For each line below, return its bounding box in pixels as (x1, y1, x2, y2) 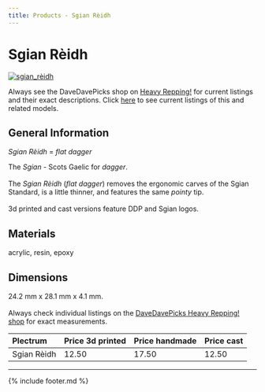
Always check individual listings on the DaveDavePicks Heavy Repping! (8, 309, 241, 317)
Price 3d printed (64, 335, 126, 346)
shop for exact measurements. (8, 316, 108, 326)
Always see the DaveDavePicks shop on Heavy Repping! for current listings (8, 87, 254, 96)
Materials (8, 227, 56, 240)
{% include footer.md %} (8, 376, 89, 386)
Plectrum (12, 335, 47, 346)
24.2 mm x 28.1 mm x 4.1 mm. (8, 292, 104, 301)
